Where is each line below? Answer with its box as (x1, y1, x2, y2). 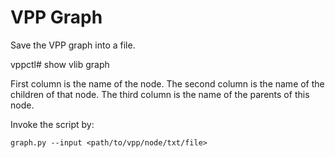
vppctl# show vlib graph (10, 58, 110, 70)
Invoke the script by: (10, 118, 95, 130)
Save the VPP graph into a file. (10, 39, 136, 51)
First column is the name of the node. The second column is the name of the (10, 77, 325, 90)
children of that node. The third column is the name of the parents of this (10, 88, 310, 100)
